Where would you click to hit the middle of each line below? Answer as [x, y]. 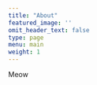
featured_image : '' [40, 23]
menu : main [26, 45]
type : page [26, 37]
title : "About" [33, 15]
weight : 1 [24, 52]
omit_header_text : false [49, 30]
